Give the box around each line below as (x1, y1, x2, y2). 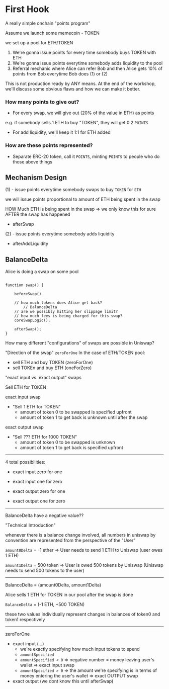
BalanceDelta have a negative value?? (5, 512, 84, 519)
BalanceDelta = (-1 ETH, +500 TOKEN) (5, 601, 85, 608)
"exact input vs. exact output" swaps (5, 375, 82, 381)
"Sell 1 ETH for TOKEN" (12, 404, 61, 410)
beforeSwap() (14, 292, 42, 297)
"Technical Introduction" (5, 522, 56, 529)
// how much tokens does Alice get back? (14, 300, 102, 305)
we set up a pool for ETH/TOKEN (5, 39, 73, 46)
